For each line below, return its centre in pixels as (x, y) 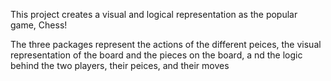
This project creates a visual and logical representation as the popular (154, 14)
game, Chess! (39, 25)
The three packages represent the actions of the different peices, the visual (166, 44)
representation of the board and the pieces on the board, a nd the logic (156, 55)
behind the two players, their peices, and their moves (120, 65)
